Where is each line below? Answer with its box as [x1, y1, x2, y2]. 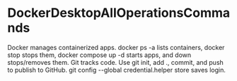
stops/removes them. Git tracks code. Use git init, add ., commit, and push [7, 58, 224, 66]
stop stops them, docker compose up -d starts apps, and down [7, 51, 192, 59]
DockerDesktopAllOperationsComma [7, 5, 231, 21]
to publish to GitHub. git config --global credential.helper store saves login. [7, 66, 226, 74]
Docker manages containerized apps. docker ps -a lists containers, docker [7, 43, 225, 51]
